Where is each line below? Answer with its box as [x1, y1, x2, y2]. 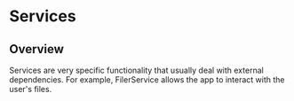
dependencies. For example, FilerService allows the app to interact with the [9, 74, 285, 85]
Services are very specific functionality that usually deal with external [9, 65, 264, 75]
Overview [9, 42, 65, 57]
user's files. [9, 84, 52, 94]
